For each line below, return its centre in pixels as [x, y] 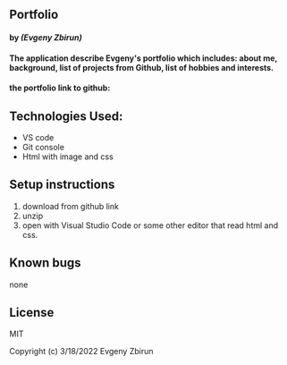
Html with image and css [68, 157]
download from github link [70, 206]
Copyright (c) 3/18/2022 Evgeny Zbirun [81, 352]
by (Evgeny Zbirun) [46, 37]
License [32, 313]
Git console [43, 147]
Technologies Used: [66, 116]
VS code [38, 137]
